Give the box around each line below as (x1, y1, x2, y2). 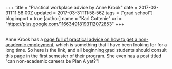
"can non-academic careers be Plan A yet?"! (5, 58, 100, 64)
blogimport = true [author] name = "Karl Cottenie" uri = (5, 15, 122, 21)
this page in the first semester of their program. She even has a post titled (5, 53, 162, 59)
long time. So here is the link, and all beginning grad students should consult (5, 47, 167, 53)
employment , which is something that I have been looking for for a (27, 42, 167, 48)
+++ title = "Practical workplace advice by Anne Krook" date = (5, 5, 138, 10)
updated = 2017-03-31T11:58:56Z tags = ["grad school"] (34, 10, 153, 16)
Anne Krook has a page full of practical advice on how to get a (5, 36, 138, 42)
